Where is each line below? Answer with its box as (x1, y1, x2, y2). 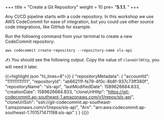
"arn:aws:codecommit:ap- (93, 104, 146, 110)
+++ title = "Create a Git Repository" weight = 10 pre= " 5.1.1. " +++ (5, 4, 140, 10)
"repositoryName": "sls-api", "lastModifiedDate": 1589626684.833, (5, 84, 141, 89)
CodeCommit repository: (5, 39, 55, 44)
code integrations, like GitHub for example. (5, 24, 92, 30)
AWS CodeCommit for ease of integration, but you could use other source (5, 19, 154, 24)
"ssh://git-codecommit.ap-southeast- (36, 100, 112, 105)
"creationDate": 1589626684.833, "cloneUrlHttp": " (5, 89, 109, 95)
